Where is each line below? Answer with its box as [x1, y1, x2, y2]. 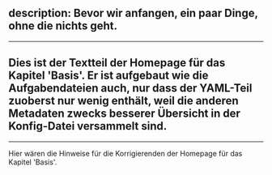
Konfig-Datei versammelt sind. [8, 119, 168, 133]
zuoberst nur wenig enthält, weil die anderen [8, 94, 239, 108]
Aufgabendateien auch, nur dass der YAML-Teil [8, 81, 253, 96]
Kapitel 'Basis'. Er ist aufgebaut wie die [8, 69, 209, 83]
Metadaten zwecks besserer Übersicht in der [8, 107, 241, 121]
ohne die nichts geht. [8, 19, 117, 33]
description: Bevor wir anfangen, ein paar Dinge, [8, 6, 258, 20]
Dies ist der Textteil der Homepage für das [8, 56, 226, 70]
